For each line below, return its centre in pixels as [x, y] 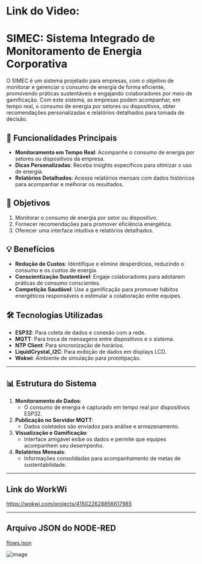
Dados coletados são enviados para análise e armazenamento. [102, 426]
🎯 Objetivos [28, 203]
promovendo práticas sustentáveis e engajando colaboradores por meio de [99, 94]
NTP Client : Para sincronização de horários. [69, 345]
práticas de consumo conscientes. [58, 283]
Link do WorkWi [37, 489]
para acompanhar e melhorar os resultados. [69, 184]
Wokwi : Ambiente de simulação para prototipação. [78, 358]
